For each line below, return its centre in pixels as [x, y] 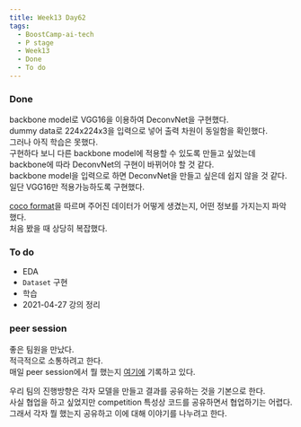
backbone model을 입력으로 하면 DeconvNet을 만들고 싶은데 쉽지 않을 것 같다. [148, 176]
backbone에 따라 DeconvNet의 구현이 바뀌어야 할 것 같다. [112, 165]
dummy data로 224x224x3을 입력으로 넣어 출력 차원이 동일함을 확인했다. [138, 131]
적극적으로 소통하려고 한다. [56, 361]
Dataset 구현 [45, 283]
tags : [19, 26]
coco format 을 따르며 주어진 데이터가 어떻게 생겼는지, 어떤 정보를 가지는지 [140, 206]
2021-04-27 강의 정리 [61, 305]
